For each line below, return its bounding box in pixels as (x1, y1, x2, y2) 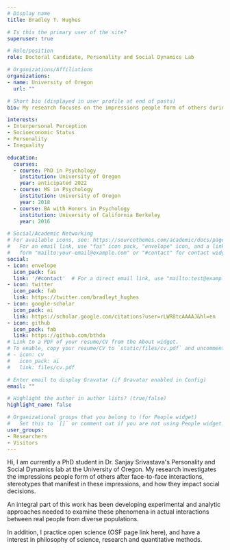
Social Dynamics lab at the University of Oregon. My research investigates (7, 465, 217, 473)
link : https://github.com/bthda (13, 332, 106, 339)
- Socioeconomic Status (7, 129, 75, 136)
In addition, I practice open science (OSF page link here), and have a (7, 528, 201, 536)
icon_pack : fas (13, 268, 57, 275)
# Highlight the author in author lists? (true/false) (7, 395, 167, 402)
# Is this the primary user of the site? (7, 29, 127, 36)
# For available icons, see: (7, 237, 90, 244)
